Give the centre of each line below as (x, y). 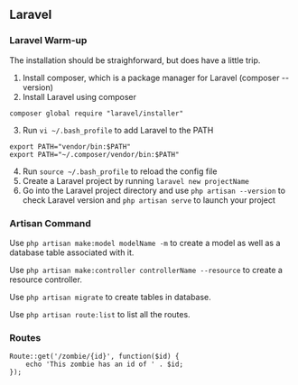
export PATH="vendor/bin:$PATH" (70, 147)
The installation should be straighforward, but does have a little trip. (135, 60)
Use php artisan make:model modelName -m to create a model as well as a (145, 243)
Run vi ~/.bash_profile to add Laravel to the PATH (118, 130)
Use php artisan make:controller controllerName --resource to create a (146, 270)
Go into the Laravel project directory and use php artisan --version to (154, 190)
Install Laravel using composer (79, 96)
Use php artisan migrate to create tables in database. (111, 297)
